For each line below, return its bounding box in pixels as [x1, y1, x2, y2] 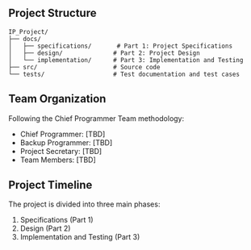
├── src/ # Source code [8, 63, 161, 71]
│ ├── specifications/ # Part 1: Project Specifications [8, 42, 232, 50]
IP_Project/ [8, 27, 48, 35]
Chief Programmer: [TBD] [19, 129, 106, 139]
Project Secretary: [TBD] [19, 146, 102, 156]
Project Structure [8, 6, 97, 20]
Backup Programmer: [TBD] [19, 137, 113, 148]
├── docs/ [8, 35, 42, 43]
